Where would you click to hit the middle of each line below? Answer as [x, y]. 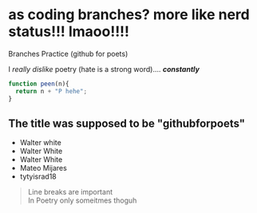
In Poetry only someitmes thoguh [82, 200]
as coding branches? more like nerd [129, 15]
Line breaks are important [70, 192]
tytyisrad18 [38, 176]
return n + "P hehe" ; [51, 91]
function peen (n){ [39, 84]
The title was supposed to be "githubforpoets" [127, 123]
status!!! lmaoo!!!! [69, 32]
